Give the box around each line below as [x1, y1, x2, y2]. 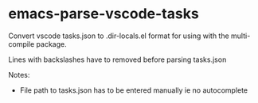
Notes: [8, 70, 30, 79]
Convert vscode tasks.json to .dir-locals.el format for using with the [8, 31, 229, 40]
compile [8, 39, 35, 48]
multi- [230, 31, 251, 40]
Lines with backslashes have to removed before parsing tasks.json [8, 55, 227, 64]
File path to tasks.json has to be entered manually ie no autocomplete [19, 85, 248, 95]
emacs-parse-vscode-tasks [8, 5, 199, 23]
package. [36, 39, 68, 48]
